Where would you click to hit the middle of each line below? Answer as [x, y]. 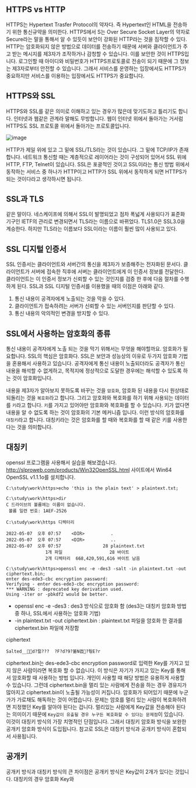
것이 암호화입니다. [32, 378]
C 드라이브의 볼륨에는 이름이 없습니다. [46, 505]
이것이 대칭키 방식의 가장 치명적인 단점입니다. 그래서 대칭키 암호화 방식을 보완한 [96, 721]
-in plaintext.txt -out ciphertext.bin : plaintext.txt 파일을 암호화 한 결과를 [98, 621]
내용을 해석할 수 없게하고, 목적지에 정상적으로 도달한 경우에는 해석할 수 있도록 [94, 371]
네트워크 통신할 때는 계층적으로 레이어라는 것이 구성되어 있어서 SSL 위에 [105, 157]
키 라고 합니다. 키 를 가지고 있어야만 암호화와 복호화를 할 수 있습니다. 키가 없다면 [101, 405]
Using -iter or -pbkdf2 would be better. [57, 594]
